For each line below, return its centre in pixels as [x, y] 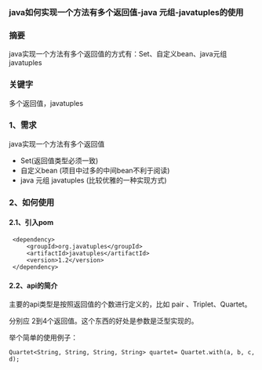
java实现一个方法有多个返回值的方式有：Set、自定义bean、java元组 [118, 54]
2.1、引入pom [31, 223]
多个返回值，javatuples [46, 103]
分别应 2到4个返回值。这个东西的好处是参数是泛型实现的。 [104, 321]
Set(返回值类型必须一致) [59, 160]
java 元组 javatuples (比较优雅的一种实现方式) [93, 180]
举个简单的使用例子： [43, 338]
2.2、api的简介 [33, 285]
